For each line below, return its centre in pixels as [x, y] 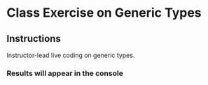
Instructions [34, 39]
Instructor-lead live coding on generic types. [71, 55]
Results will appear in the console [65, 73]
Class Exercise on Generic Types [104, 13]
